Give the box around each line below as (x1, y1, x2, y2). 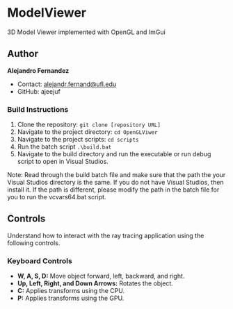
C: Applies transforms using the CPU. (17, 287, 125, 295)
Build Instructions (7, 104, 69, 114)
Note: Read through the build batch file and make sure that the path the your (7, 171, 226, 179)
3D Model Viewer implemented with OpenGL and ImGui (7, 28, 166, 36)
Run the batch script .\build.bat (17, 142, 112, 151)
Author (7, 48, 38, 60)
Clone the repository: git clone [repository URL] (17, 120, 161, 129)
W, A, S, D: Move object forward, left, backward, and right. (17, 272, 185, 281)
